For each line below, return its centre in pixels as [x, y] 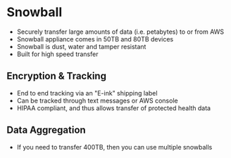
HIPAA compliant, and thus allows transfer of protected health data [114, 108]
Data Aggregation [46, 130]
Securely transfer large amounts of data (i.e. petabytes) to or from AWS [120, 32]
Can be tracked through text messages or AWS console [97, 100]
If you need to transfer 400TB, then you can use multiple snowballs [114, 147]
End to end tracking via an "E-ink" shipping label [87, 93]
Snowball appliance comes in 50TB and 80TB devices [95, 39]
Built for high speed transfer [57, 54]
